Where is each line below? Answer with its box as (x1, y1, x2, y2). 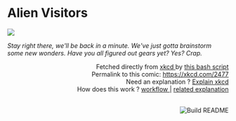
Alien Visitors (7, 5, 88, 21)
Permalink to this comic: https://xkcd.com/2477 (91, 70, 229, 78)
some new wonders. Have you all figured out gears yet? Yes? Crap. (7, 49, 202, 57)
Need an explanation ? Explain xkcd (126, 77, 229, 86)
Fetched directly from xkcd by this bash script (96, 62, 229, 71)
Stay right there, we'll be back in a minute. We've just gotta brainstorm (7, 41, 212, 50)
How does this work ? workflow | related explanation (77, 84, 229, 93)
